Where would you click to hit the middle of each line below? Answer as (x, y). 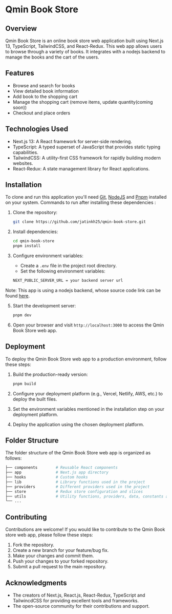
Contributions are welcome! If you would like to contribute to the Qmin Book (85, 529)
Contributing (26, 517)
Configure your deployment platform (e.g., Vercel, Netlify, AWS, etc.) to (88, 393)
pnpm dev (22, 315)
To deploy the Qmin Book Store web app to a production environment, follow (86, 359)
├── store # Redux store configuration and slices (74, 491)
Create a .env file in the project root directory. (68, 266)
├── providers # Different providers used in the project (78, 487)
